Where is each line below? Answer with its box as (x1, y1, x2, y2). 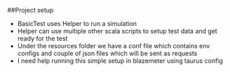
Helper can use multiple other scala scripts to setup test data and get (17, 27, 217, 35)
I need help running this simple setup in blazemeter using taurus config (17, 57, 223, 65)
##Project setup (7, 6, 54, 14)
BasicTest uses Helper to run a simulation (17, 20, 137, 27)
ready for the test (17, 34, 68, 43)
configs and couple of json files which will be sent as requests (17, 49, 198, 57)
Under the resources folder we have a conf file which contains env (17, 42, 210, 50)
